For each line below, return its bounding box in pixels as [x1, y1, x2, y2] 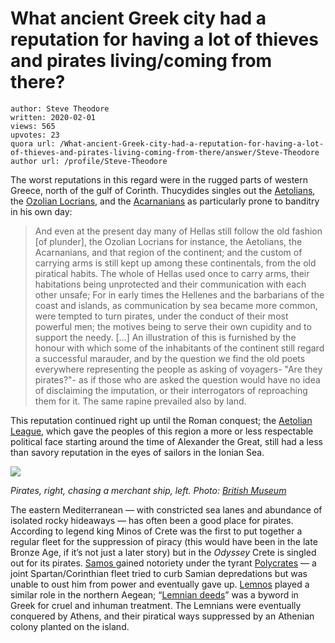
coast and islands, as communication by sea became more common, [34, 299, 318, 311]
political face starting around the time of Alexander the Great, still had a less [10, 435, 323, 447]
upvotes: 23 [10, 130, 60, 140]
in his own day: [10, 205, 73, 217]
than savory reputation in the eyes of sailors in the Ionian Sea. [10, 446, 265, 458]
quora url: [10, 138, 56, 149]
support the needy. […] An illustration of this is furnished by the [34, 331, 297, 343]
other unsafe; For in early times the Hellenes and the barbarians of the [34, 288, 325, 301]
